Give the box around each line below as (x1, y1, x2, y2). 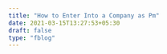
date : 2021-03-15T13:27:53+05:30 (8, 19, 120, 27)
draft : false (8, 26, 52, 34)
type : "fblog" (8, 33, 56, 42)
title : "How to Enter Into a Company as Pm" (8, 11, 160, 20)
